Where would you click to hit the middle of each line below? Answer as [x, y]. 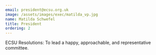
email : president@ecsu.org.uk [37, 10]
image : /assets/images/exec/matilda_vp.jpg [52, 14]
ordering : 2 [18, 28]
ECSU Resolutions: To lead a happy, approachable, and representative [78, 42]
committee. [17, 48]
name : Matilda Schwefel [30, 19]
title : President [23, 24]
